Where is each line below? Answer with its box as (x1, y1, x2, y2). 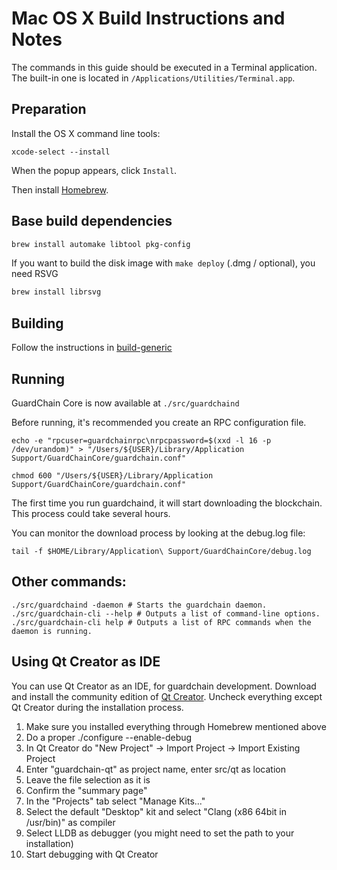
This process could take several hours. (11, 507, 171, 519)
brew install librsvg (11, 287, 102, 297)
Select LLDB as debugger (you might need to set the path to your (25, 827, 295, 839)
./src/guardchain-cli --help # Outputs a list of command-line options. (11, 608, 321, 619)
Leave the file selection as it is (25, 773, 151, 786)
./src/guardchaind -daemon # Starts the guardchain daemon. (11, 600, 268, 610)
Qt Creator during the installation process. (11, 701, 184, 713)
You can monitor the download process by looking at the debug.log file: (11, 527, 306, 539)
